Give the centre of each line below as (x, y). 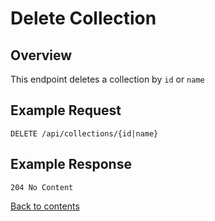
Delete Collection (83, 18)
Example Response (71, 164)
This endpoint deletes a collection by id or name (107, 79)
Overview (41, 55)
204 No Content (42, 187)
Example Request (66, 110)
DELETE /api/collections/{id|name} (84, 133)
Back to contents (45, 206)
